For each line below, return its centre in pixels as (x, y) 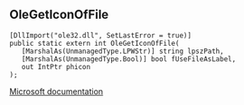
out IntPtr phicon (56, 66)
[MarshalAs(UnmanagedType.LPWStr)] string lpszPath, (122, 51)
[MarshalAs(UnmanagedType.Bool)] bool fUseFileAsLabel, (129, 59)
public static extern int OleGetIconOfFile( (94, 43)
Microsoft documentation (56, 91)
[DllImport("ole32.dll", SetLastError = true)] (101, 35)
